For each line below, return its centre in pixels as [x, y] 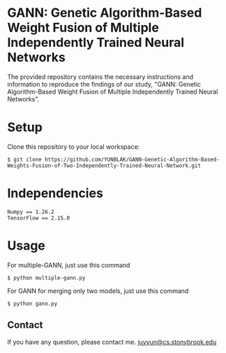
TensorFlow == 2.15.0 [39, 218]
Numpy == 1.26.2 [31, 212]
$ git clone [24, 159]
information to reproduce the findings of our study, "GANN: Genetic [104, 84]
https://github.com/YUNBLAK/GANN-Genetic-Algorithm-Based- [132, 159]
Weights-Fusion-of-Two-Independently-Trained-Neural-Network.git [104, 166]
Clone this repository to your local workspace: [74, 146]
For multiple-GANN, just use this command [69, 265]
